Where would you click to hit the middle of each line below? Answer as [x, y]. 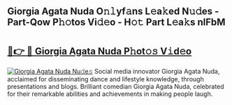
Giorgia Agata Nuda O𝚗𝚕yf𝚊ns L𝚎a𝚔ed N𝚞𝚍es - [113, 11]
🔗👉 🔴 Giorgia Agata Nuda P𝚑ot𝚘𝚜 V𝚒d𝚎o [100, 51]
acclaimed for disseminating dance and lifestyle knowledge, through [106, 79]
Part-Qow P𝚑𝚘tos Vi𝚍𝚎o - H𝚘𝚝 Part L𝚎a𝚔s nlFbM [116, 23]
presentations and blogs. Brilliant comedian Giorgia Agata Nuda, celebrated [116, 87]
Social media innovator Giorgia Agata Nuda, [157, 71]
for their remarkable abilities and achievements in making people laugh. [110, 94]
